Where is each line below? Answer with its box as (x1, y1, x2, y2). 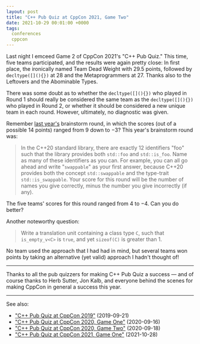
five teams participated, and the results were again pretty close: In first (6, 59, 180, 66)
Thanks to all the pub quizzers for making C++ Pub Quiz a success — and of (6, 271, 194, 277)
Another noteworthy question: (6, 218, 80, 225)
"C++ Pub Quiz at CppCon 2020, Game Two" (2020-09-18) (14, 325, 161, 332)
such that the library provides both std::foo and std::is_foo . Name (20, 151, 187, 158)
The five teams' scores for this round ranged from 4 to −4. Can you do (6, 200, 179, 207)
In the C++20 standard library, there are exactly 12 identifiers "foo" (20, 144, 185, 151)
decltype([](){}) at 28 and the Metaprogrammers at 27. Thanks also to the (6, 72, 192, 79)
